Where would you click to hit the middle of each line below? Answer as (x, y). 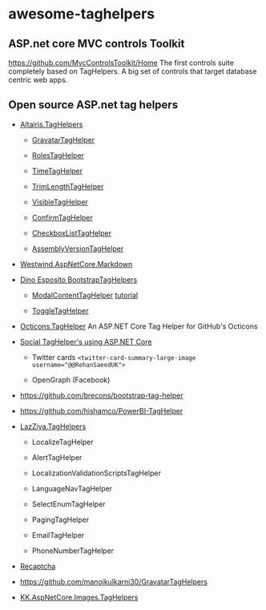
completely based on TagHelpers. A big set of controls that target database (133, 71)
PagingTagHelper (60, 519)
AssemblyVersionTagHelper (78, 248)
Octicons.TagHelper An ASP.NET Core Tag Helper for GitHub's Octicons (139, 326)
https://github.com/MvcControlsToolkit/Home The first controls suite (121, 63)
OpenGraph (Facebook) (71, 380)
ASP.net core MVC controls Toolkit (97, 44)
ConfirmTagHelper (62, 217)
